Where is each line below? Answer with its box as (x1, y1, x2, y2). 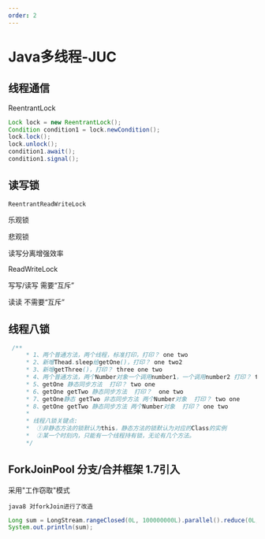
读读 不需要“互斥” (8, 297, 65, 307)
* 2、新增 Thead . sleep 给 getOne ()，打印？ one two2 (25, 359, 183, 366)
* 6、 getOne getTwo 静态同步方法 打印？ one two (25, 388, 184, 396)
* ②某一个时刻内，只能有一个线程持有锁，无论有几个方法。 (25, 432, 196, 440)
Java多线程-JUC (8, 48, 117, 65)
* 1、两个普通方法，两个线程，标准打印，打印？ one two (25, 351, 188, 359)
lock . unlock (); (8, 140, 58, 148)
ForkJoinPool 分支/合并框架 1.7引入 (8, 463, 181, 477)
